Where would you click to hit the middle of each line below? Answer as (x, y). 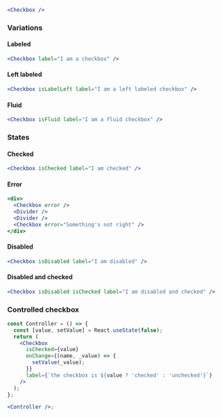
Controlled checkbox (43, 310)
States (18, 137)
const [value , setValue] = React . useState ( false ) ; (88, 330)
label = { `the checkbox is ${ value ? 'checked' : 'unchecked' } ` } (119, 375)
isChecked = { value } (52, 350)
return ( (26, 337)
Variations (25, 28)
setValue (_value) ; (59, 363)
